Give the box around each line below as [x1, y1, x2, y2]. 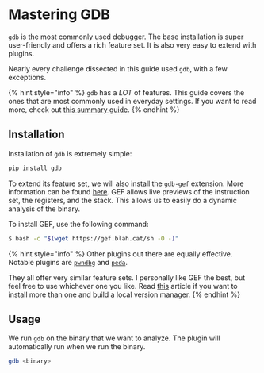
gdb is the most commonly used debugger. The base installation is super [8, 32, 244, 41]
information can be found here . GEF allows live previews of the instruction [8, 186, 250, 196]
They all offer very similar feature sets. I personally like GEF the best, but [8, 272, 246, 283]
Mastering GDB [8, 6, 111, 24]
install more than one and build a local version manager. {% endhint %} [8, 290, 241, 299]
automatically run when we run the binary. [8, 342, 146, 352]
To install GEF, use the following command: [8, 219, 149, 229]
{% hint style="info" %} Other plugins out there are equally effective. [8, 248, 233, 259]
